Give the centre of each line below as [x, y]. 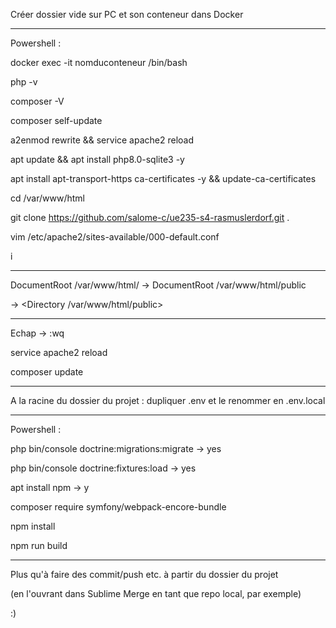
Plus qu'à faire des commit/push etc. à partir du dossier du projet [144, 574]
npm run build [39, 545]
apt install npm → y [50, 487]
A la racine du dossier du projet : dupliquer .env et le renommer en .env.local [168, 400]
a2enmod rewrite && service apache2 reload [102, 140]
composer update [47, 372]
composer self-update [56, 120]
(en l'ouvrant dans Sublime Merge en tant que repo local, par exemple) [156, 593]
